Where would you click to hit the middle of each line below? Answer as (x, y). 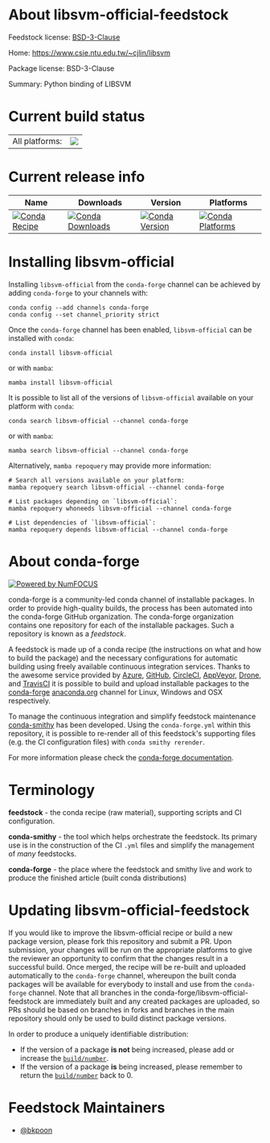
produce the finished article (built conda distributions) (98, 878)
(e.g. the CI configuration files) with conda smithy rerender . (106, 742)
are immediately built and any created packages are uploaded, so (151, 1001)
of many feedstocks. (43, 853)
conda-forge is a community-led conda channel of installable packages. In (131, 599)
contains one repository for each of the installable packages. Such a (121, 625)
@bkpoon (36, 1130)
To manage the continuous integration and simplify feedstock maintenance (132, 716)
